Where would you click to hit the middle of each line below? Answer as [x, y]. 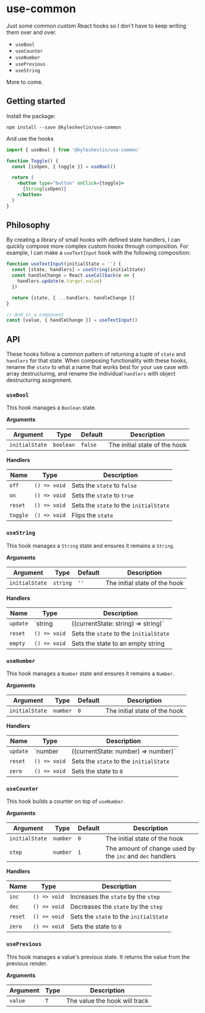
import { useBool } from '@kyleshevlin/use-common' [73, 150]
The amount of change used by [150, 848]
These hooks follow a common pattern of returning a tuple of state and [96, 354]
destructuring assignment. [39, 380]
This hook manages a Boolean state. [51, 408]
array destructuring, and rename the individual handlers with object [91, 374]
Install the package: [31, 116]
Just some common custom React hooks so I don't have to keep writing [96, 26]
